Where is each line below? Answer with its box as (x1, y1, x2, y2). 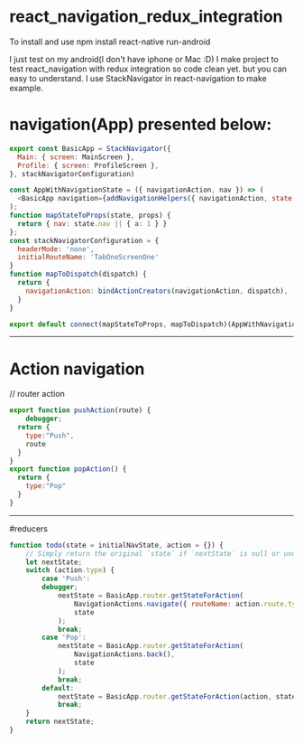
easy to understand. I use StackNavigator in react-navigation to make (9, 72, 268, 83)
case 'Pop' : (41, 633, 87, 643)
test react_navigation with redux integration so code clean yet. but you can (9, 63, 287, 74)
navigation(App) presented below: (9, 115, 272, 135)
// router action (9, 389, 66, 400)
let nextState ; (25, 558, 83, 567)
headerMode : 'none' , (17, 244, 95, 254)
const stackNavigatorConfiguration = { (9, 236, 160, 245)
